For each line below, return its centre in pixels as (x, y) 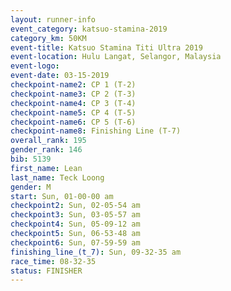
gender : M (31, 187)
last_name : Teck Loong (57, 177)
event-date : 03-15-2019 (60, 76)
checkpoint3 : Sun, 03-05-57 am (75, 215)
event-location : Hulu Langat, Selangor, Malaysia (116, 57)
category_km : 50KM (48, 38)
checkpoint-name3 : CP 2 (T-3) (73, 94)
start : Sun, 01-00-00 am (62, 196)
